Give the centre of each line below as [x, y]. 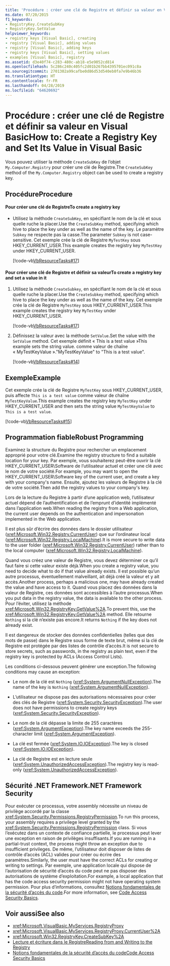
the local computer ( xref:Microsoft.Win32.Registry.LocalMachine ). [74, 550]
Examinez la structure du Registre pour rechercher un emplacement [76, 449]
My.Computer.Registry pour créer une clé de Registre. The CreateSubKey [79, 167]
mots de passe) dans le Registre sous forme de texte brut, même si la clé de [84, 640]
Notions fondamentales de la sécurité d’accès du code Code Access [83, 953]
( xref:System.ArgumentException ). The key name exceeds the [77, 728]
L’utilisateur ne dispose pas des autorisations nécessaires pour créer [84, 697]
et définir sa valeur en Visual [67, 126]
